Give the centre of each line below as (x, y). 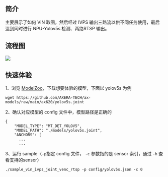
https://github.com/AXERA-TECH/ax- (54, 98)
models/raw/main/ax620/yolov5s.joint (45, 102)
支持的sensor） (25, 160)
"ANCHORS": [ (28, 135)
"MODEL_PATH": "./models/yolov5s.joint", (58, 131)
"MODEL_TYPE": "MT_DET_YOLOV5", (48, 126)
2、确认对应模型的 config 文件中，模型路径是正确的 (59, 112)
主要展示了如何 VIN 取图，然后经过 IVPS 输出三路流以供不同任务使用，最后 (82, 22)
